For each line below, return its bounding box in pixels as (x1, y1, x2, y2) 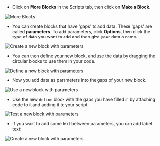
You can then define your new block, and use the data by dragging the (12, 53, 156, 59)
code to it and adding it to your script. (12, 102, 89, 108)
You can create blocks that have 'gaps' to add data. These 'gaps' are (12, 23, 152, 29)
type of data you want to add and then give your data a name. (12, 34, 138, 39)
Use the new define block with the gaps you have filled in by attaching (12, 96, 156, 102)
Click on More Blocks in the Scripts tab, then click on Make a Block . (12, 4, 151, 10)
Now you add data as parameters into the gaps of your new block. (12, 77, 147, 83)
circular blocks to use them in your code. (12, 58, 96, 64)
